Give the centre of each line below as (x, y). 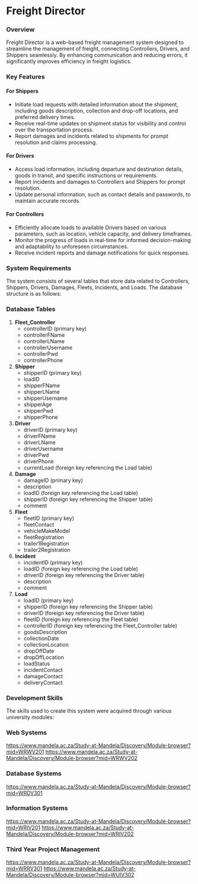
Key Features (26, 77)
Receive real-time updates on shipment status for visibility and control (100, 123)
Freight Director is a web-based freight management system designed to (95, 42)
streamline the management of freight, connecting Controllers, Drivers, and (98, 49)
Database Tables (31, 309)
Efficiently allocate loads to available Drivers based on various (91, 228)
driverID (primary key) (51, 430)
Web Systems (27, 732)
